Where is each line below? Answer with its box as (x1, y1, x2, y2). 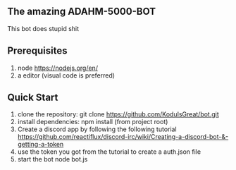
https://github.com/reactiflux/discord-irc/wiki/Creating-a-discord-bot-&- (17, 133, 229, 141)
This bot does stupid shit (7, 24, 80, 32)
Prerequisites (7, 45, 68, 57)
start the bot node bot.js (17, 155, 88, 164)
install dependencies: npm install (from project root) (17, 118, 168, 126)
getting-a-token (17, 140, 64, 149)
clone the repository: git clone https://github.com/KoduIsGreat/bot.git (17, 110, 220, 119)
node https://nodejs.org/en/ (17, 63, 99, 72)
